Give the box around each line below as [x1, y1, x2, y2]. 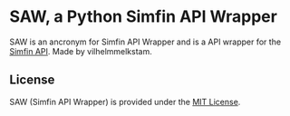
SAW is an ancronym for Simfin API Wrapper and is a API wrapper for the [9, 36, 282, 47]
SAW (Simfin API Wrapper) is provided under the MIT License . [9, 96, 241, 107]
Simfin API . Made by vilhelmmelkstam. [9, 45, 152, 56]
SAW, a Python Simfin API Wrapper [9, 6, 278, 27]
